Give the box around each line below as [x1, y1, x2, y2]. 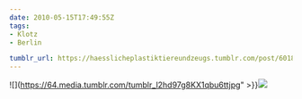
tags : [9, 21, 30, 30]
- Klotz [9, 29, 39, 38]
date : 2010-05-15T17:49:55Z [9, 12, 115, 22]
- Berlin [9, 37, 42, 47]
